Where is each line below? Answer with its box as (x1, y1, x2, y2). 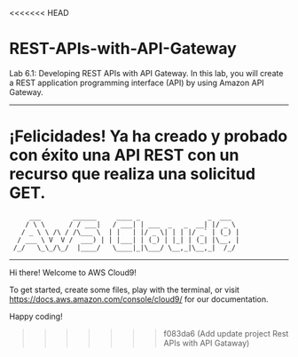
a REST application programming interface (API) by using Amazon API (9, 77, 264, 88)
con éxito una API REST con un (9, 146, 239, 165)
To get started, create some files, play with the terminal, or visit (9, 284, 239, 295)
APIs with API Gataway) (163, 337, 250, 348)
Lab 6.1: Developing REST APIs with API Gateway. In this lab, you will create (9, 67, 284, 78)
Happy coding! (9, 311, 64, 321)
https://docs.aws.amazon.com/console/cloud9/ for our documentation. (9, 293, 269, 305)
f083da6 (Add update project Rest (163, 328, 289, 338)
